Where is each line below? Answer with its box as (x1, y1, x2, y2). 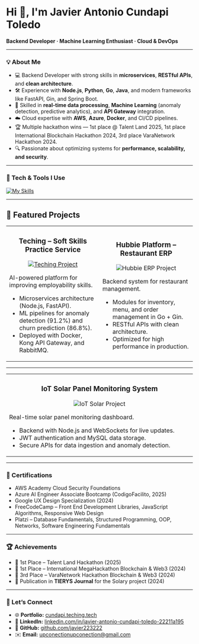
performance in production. (112, 343, 189, 351)
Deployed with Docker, (19, 331, 83, 340)
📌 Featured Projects (6, 210, 81, 220)
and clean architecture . (14, 80, 73, 88)
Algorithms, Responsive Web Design (14, 510, 104, 517)
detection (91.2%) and (19, 317, 83, 325)
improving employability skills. (9, 281, 93, 289)
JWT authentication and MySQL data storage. (19, 434, 146, 442)
